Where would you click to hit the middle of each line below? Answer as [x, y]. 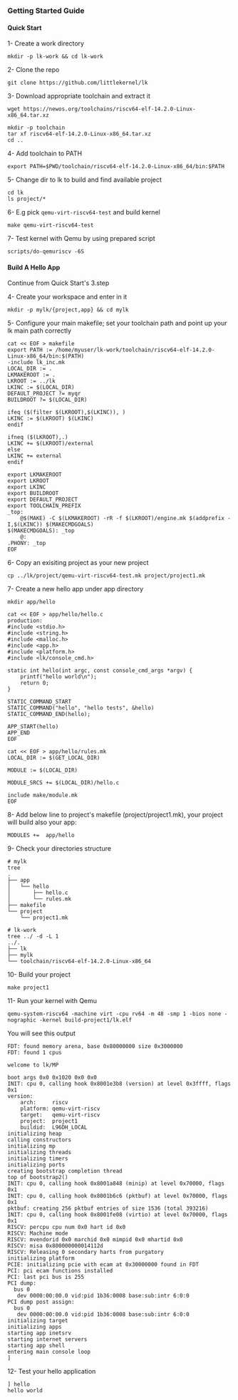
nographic [22, 1020]
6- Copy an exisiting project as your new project [78, 563]
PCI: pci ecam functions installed [60, 1271]
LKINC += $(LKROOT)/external [51, 444]
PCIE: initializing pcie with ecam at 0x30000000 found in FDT [103, 1265]
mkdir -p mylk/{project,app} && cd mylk [68, 310]
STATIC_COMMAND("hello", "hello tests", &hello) [81, 708]
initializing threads [40, 1153]
